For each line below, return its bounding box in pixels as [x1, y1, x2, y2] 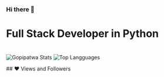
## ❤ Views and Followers [6, 65, 71, 72]
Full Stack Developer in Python [6, 27, 159, 41]
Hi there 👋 [6, 5, 35, 14]
